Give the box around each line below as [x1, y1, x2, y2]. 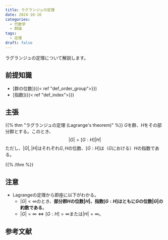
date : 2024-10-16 [5, 12, 42, 17]
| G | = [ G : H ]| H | [68, 137, 101, 143]
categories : [5, 17, 30, 22]
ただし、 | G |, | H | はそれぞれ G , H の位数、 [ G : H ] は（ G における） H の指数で [5, 145, 155, 152]
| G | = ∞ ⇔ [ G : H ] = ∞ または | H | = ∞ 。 [20, 211, 103, 217]
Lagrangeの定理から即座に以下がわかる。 [12, 192, 99, 198]
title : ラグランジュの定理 [5, 7, 55, 13]
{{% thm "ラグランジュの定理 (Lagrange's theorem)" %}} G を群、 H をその [5, 122, 158, 128]
